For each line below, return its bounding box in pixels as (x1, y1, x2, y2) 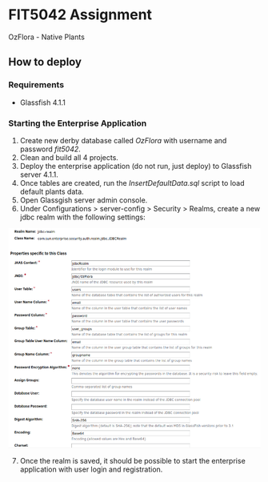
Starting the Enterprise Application (8, 118, 147, 129)
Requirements (8, 79, 65, 90)
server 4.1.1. (19, 170, 58, 179)
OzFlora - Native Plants (8, 32, 86, 42)
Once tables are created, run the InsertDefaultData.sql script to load (19, 178, 245, 187)
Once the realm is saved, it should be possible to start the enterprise (19, 456, 246, 465)
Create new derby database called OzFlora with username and (19, 135, 227, 145)
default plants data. (19, 187, 84, 196)
